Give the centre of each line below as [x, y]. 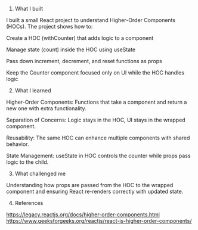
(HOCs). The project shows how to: [49, 27]
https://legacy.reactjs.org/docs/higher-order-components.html [83, 215]
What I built [29, 9]
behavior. [18, 144]
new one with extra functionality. [46, 108]
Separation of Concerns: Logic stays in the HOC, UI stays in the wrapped [96, 120]
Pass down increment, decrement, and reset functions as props [84, 61]
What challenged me [40, 173]
